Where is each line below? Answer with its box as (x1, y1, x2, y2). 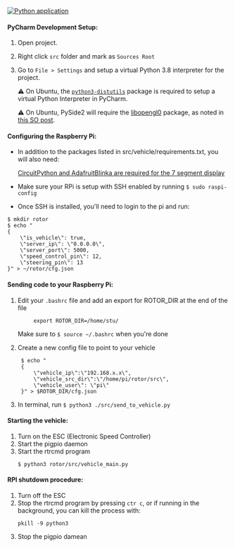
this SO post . (17, 116, 55, 124)
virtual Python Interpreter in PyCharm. (17, 95, 128, 103)
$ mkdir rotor (7, 216, 49, 223)
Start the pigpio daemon (17, 439, 88, 448)
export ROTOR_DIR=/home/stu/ (33, 317, 119, 324)
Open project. (17, 39, 58, 47)
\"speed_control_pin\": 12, (20, 253, 102, 261)
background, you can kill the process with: (17, 506, 141, 515)
